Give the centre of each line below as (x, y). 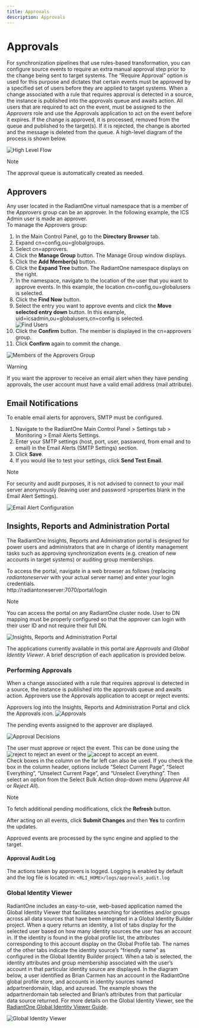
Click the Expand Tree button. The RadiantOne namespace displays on (102, 268)
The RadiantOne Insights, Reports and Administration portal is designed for (98, 540)
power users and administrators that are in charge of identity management (97, 547)
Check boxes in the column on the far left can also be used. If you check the (100, 761)
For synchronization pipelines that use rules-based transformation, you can (99, 63)
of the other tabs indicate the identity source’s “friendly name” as (86, 950)
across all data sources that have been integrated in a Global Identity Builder (100, 918)
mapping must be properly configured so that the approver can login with (96, 619)
